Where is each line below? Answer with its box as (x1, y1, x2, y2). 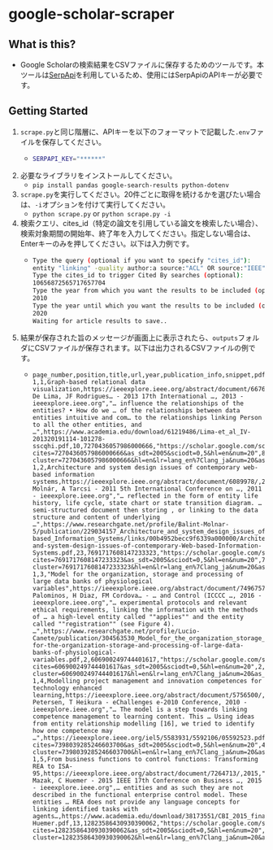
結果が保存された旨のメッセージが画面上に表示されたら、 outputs (19, 333, 238, 342)
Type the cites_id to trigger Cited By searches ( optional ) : (32, 272, 244, 280)
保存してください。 (41, 137, 106, 146)
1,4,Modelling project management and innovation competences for (32, 677, 262, 685)
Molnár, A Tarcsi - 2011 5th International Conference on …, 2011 (32, 485, 262, 493)
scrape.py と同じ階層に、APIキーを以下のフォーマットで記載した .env (19, 127, 250, 137)
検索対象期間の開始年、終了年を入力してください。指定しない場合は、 (19, 229, 255, 238)
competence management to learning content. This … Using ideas (32, 713, 255, 721)
